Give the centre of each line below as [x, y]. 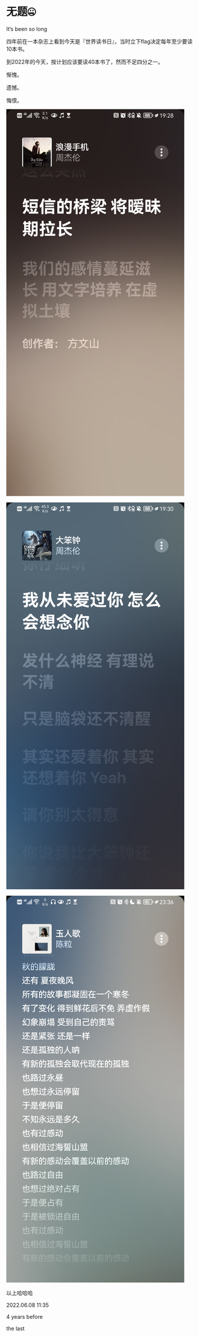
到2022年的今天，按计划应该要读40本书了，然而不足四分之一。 [85, 62]
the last [16, 1328]
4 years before [25, 1316]
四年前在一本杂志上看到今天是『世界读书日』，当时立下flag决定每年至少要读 [99, 41]
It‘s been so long [27, 29]
